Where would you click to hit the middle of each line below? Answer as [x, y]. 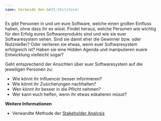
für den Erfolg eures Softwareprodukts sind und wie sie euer [66, 34]
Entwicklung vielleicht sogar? [34, 55]
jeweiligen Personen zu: [29, 69]
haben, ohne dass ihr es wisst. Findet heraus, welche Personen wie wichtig [80, 29]
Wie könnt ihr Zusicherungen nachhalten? [54, 84]
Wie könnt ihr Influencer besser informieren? [57, 79]
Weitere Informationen [29, 103]
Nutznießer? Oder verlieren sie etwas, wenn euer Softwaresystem [71, 44]
